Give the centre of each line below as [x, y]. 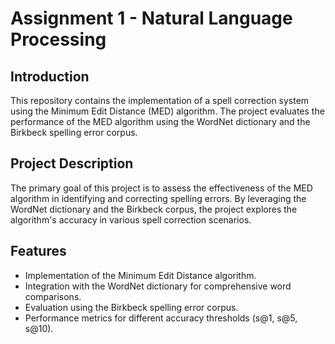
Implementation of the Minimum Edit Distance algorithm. [140, 275]
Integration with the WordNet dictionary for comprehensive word [158, 286]
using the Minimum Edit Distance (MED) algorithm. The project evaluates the [167, 111]
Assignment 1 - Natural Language [151, 18]
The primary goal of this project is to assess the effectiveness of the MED [161, 188]
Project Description [72, 163]
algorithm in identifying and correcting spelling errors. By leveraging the [158, 198]
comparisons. [53, 296]
